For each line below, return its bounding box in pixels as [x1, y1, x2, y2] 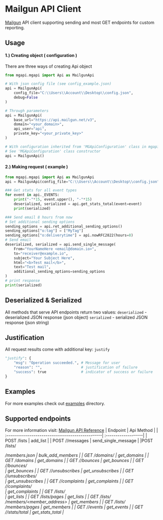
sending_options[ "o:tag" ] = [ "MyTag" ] [5, 228, 83, 233]
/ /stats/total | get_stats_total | [5, 509, 64, 515]
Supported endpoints [5, 415, 71, 423]
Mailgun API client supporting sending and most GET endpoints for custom [5, 19, 155, 25]
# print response [5, 279, 40, 283]
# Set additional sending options [5, 219, 75, 224]
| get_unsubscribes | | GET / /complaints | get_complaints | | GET [5, 478, 133, 484]
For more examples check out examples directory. [5, 400, 105, 406]
